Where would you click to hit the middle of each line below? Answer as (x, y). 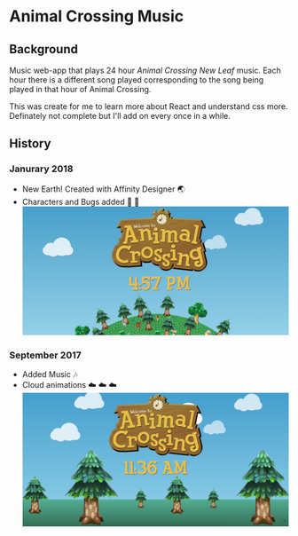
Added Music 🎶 (50, 374)
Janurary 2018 (41, 169)
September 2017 (45, 355)
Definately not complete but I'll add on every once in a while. (120, 116)
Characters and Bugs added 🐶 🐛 (81, 201)
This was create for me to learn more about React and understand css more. (149, 106)
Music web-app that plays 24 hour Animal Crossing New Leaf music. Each (145, 70)
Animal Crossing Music (97, 16)
